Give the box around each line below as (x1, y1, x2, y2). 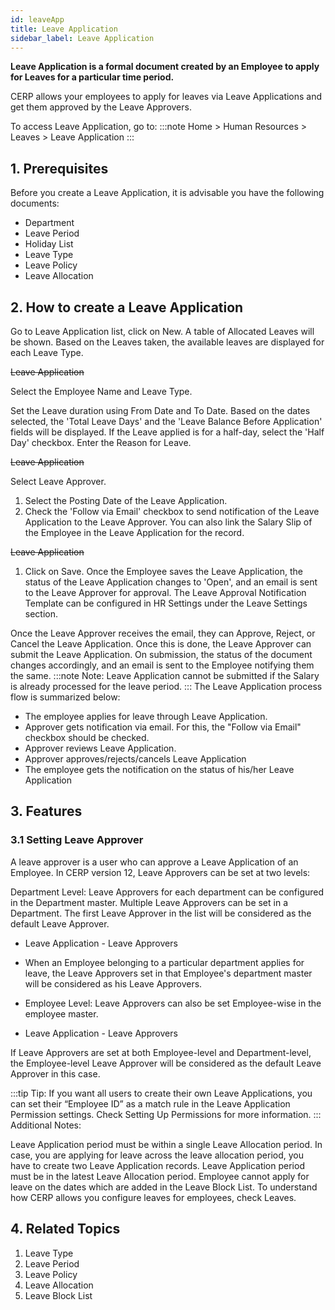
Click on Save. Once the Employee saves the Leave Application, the (24, 566, 303, 577)
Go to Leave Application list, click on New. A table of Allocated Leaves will (10, 326, 315, 337)
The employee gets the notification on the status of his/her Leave (24, 764, 295, 775)
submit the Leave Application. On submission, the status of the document (10, 649, 313, 660)
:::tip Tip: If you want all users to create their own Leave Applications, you (10, 1087, 313, 1099)
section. (24, 608, 59, 620)
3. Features (10, 803, 83, 820)
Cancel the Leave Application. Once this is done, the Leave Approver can (10, 638, 312, 650)
